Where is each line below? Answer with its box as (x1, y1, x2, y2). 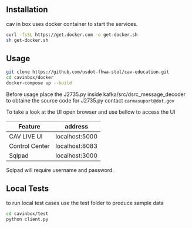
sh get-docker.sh (6, 37, 49, 43)
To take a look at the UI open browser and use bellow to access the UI (6, 108, 176, 115)
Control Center (9, 142, 50, 150)
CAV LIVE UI (9, 133, 43, 140)
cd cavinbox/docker (6, 75, 54, 81)
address (64, 123, 88, 130)
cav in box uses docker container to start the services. (6, 20, 138, 27)
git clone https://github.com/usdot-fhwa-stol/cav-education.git (6, 69, 169, 75)
